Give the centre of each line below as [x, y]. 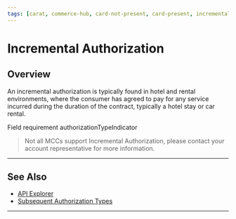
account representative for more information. [90, 148]
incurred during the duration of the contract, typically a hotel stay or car [111, 106]
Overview [29, 74]
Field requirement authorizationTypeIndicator [72, 127]
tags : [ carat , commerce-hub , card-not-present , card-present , [100, 14]
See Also [27, 177]
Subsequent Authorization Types [65, 201]
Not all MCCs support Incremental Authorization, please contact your [124, 140]
